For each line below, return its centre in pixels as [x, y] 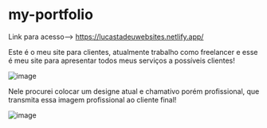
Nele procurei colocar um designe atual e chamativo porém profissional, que [134, 91]
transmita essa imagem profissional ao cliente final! [92, 99]
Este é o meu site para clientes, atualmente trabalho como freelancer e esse [133, 52]
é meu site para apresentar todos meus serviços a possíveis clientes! [122, 60]
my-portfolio [51, 15]
